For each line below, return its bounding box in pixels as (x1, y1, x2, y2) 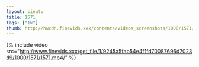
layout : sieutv (6, 8, 44, 15)
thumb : (6, 25, 23, 31)
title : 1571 (6, 14, 36, 20)
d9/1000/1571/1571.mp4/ (6, 54, 65, 61)
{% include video (6, 42, 49, 49)
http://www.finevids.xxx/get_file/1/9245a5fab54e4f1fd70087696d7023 (20, 48, 192, 55)
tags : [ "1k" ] (6, 20, 38, 25)
